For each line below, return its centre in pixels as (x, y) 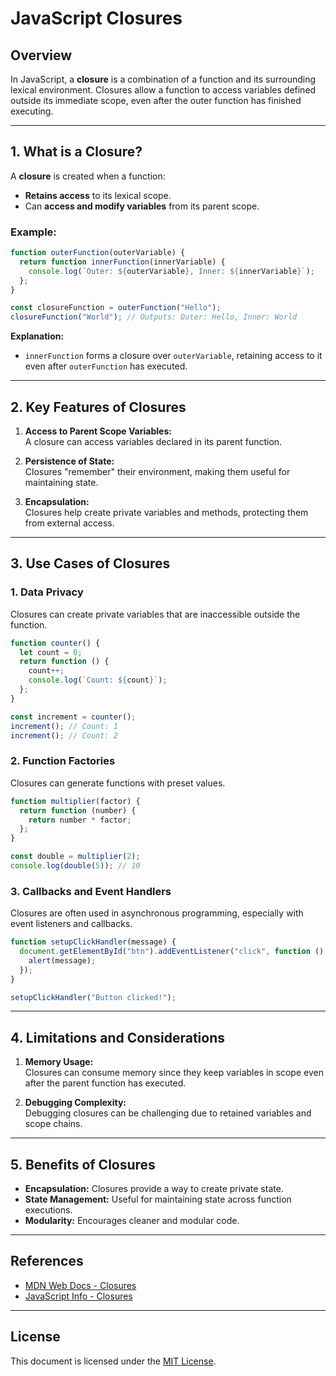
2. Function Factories (63, 761)
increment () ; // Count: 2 (64, 735)
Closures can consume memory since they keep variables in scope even (174, 1073)
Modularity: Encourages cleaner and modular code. (132, 1221)
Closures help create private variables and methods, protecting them (166, 513)
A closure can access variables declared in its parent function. (153, 442)
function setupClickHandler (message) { (93, 942)
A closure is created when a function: (88, 176)
